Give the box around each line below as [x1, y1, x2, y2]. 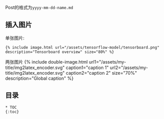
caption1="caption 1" [65, 65, 109, 71]
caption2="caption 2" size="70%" [65, 70, 138, 76]
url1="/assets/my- [89, 58, 127, 65]
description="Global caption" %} [5, 75, 74, 81]
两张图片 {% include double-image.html [5, 58, 88, 65]
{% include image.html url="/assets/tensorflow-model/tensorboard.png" [5, 45, 159, 50]
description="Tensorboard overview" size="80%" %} [5, 49, 114, 54]
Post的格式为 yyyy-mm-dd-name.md [5, 5, 73, 10]
